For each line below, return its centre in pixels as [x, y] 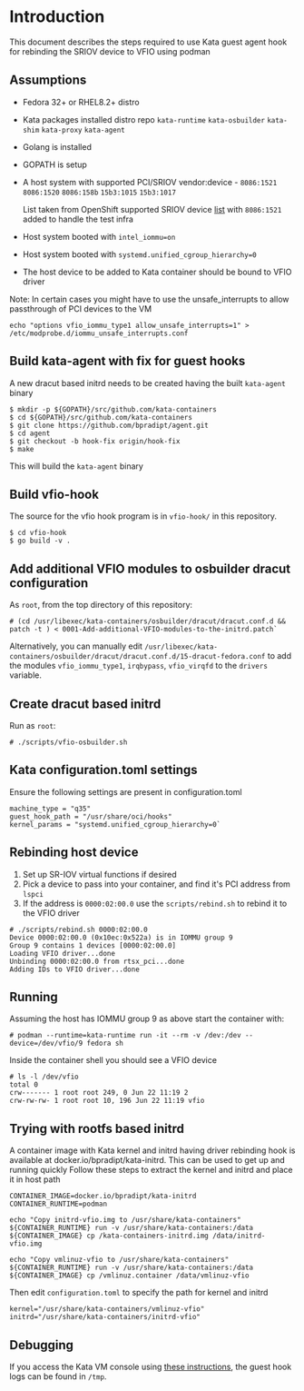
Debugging [42, 1345]
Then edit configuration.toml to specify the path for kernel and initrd [139, 1293]
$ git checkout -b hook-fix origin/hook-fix [95, 441]
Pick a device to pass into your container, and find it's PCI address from [156, 884]
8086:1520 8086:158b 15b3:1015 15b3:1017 [99, 193]
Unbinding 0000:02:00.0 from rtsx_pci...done [97, 961]
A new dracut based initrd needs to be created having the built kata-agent [147, 383]
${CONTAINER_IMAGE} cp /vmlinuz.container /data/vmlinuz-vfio [129, 1276]
